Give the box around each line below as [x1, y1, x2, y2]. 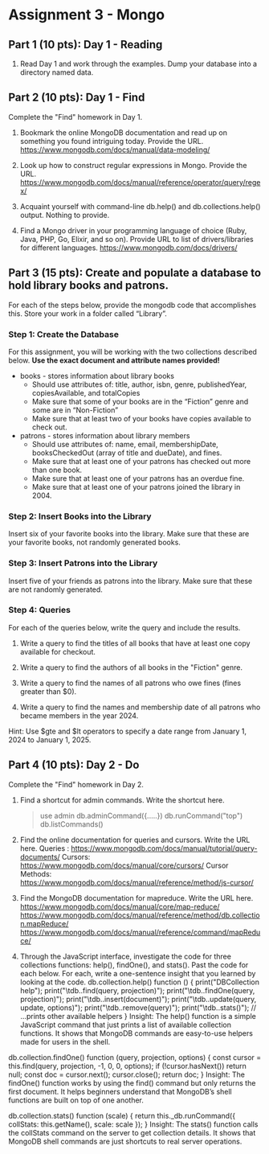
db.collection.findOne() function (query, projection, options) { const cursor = [8, 1052, 262, 1062]
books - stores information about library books [19, 371, 175, 380]
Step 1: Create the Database [8, 328, 119, 339]
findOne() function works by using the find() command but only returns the [8, 1078, 256, 1087]
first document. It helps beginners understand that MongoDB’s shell [8, 1086, 233, 1096]
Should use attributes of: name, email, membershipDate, [31, 439, 218, 449]
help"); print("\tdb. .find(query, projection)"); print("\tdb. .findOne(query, [19, 985, 255, 995]
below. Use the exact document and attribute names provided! [8, 355, 221, 365]
